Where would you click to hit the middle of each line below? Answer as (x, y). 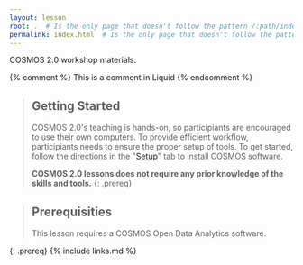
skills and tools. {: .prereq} (82, 183)
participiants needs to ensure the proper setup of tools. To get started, (162, 147)
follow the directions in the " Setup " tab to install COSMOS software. (157, 156)
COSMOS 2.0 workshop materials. (73, 60)
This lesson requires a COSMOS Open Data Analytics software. (149, 233)
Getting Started (76, 106)
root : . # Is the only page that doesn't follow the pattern (129, 26)
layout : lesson (38, 18)
